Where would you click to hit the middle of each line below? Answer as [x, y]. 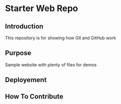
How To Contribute [34, 97]
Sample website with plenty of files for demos [51, 65]
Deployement [26, 80]
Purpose [18, 53]
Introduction [24, 26]
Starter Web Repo [42, 8]
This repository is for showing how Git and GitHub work [60, 38]
